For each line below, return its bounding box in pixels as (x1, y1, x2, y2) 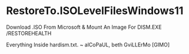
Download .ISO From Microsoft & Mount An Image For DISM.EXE (6, 23, 162, 31)
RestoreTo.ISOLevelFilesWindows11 (6, 4, 184, 18)
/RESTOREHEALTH (6, 29, 52, 36)
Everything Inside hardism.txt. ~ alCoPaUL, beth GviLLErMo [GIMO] (6, 41, 170, 48)
